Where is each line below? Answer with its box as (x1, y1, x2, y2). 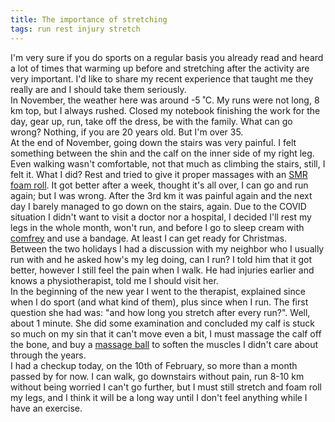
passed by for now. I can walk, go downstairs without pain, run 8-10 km (10, 370, 305, 382)
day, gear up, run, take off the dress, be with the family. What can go (10, 115, 293, 127)
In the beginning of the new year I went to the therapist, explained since (10, 285, 306, 297)
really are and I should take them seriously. (10, 83, 187, 95)
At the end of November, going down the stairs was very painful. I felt (10, 136, 297, 148)
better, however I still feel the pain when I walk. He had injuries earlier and (10, 264, 315, 276)
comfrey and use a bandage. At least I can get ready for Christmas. (10, 232, 288, 244)
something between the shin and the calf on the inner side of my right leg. (10, 147, 315, 159)
